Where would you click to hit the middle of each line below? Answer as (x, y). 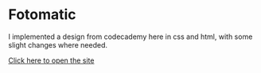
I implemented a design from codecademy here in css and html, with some (130, 36)
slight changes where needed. (58, 44)
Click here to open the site (51, 60)
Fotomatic (43, 15)
